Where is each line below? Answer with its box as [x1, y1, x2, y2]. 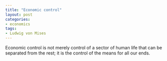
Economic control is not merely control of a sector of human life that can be [5, 45, 162, 50]
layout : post [5, 12, 33, 17]
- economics [5, 21, 30, 27]
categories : [5, 17, 30, 22]
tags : [5, 26, 17, 31]
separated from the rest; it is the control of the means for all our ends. [5, 50, 150, 56]
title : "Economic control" [5, 7, 62, 13]
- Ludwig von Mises [5, 31, 46, 36]
